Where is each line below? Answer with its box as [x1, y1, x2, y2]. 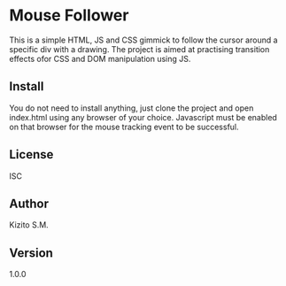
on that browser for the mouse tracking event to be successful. [9, 121, 239, 132]
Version [9, 245, 53, 260]
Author [9, 196, 49, 211]
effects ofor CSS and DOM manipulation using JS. [9, 53, 191, 64]
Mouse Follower [9, 5, 129, 26]
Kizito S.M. [9, 220, 49, 230]
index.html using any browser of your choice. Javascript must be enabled [9, 112, 277, 122]
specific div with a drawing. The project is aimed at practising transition [9, 43, 270, 54]
